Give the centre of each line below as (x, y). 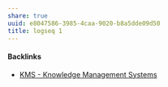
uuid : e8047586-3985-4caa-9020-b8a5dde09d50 (84, 23)
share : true (28, 16)
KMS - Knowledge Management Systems (88, 74)
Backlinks (25, 56)
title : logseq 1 (35, 31)
